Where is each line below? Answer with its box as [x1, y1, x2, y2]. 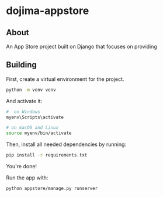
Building [6, 60, 37, 70]
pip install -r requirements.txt [6, 152, 88, 158]
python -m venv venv [6, 87, 57, 93]
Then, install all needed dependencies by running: [6, 141, 127, 148]
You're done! [6, 163, 37, 170]
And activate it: [6, 97, 43, 104]
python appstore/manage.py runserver [6, 186, 98, 192]
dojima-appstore [6, 4, 89, 18]
